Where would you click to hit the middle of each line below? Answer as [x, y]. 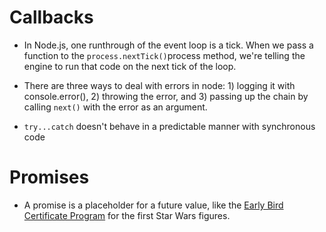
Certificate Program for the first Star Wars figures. [127, 215]
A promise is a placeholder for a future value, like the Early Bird [153, 205]
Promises [49, 177]
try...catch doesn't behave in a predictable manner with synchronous [169, 126]
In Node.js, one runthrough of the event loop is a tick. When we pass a [168, 45]
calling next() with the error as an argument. [115, 107]
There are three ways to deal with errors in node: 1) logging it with [159, 85]
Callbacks [51, 17]
